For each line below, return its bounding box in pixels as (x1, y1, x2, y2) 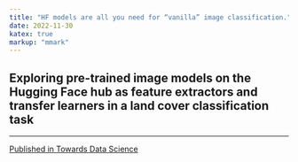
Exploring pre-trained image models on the (9, 70, 251, 85)
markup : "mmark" (9, 37, 69, 47)
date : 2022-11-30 (9, 21, 74, 30)
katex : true (9, 29, 53, 38)
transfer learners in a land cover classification (9, 98, 270, 113)
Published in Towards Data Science (9, 143, 139, 155)
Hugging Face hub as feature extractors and (9, 84, 258, 99)
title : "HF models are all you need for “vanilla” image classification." (9, 12, 292, 22)
